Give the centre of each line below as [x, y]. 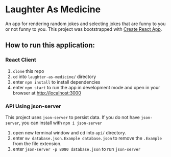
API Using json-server [33, 106]
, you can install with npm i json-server [60, 123]
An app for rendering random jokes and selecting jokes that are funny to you [86, 24]
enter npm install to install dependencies [56, 82]
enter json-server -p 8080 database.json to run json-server [77, 149]
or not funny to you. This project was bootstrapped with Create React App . [84, 29]
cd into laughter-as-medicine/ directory [54, 76]
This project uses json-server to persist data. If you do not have [73, 117]
